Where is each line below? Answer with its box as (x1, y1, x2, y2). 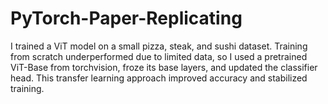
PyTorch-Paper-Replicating (10, 7, 243, 30)
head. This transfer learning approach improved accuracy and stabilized (10, 72, 308, 84)
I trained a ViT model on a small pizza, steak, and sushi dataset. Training (10, 40, 308, 52)
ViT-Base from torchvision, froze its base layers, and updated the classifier (10, 61, 318, 73)
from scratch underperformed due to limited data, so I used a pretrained (10, 50, 308, 62)
